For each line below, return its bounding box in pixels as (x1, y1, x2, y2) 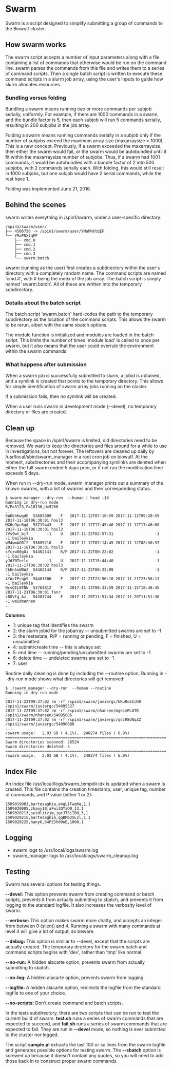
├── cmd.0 (14, 237, 36, 243)
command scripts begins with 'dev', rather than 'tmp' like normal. (5, 949, 143, 955)
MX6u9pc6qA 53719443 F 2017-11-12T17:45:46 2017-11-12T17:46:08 (5, 522, 160, 528)
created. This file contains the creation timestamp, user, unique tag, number (5, 786, 166, 792)
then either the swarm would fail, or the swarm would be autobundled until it (5, 148, 167, 155)
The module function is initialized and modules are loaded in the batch (5, 332, 154, 338)
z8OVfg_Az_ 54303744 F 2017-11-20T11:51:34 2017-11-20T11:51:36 (5, 594, 160, 600)
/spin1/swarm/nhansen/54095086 (5, 713, 72, 718)
